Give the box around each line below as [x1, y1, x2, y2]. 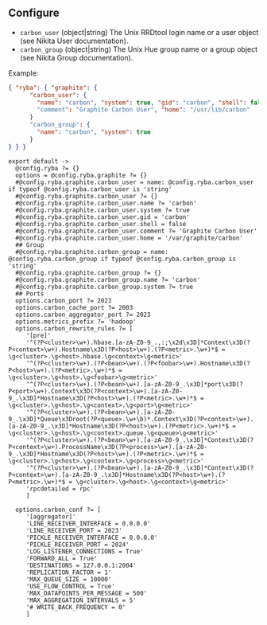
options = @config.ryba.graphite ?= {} [15, 171, 148, 179]
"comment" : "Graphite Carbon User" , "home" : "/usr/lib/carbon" [37, 106, 250, 114]
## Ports [15, 290, 44, 298]
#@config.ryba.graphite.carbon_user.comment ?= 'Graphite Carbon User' [15, 227, 258, 235]
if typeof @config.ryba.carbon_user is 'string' [8, 185, 172, 193]
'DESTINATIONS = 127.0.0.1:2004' [25, 561, 137, 569]
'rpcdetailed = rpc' [25, 485, 94, 493]
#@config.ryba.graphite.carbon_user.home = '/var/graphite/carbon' [15, 234, 244, 242]
